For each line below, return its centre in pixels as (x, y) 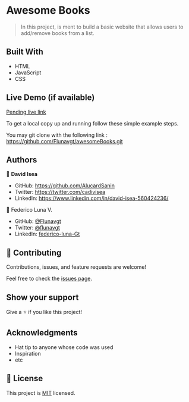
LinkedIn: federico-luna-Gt (47, 234)
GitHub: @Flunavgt (38, 221)
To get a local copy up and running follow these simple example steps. (92, 123)
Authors (22, 160)
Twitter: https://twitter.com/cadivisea (60, 192)
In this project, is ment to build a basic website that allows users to (102, 27)
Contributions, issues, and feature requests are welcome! (76, 267)
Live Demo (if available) (51, 98)
